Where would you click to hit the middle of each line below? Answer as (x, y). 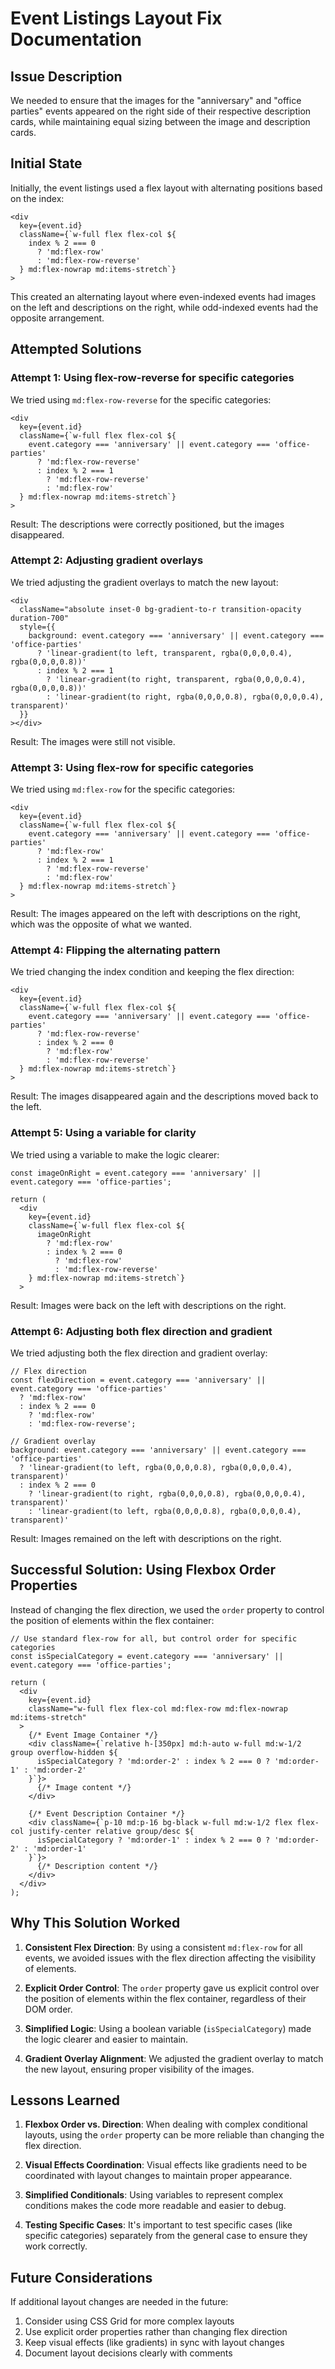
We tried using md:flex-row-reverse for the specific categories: (141, 399)
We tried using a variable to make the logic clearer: (115, 1154)
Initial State (46, 163)
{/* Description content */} (97, 1866)
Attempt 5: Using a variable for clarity (103, 1133)
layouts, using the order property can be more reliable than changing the (174, 2135)
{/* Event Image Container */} (93, 1735)
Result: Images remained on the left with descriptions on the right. (146, 1538)
